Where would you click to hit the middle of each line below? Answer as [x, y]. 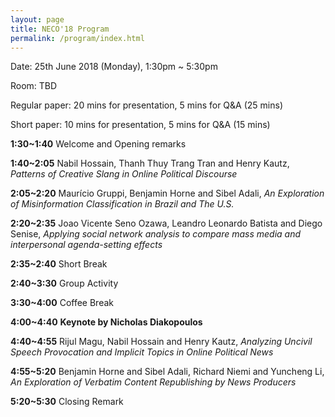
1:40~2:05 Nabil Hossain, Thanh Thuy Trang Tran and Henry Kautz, [150, 163]
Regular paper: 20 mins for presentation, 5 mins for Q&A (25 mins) [146, 105]
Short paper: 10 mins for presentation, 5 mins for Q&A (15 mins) [140, 125]
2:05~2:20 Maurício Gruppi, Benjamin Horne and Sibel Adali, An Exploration [167, 193]
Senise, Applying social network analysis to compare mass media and [156, 234]
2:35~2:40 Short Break [59, 264]
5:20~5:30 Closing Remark [67, 402]
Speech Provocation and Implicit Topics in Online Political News [142, 352]
